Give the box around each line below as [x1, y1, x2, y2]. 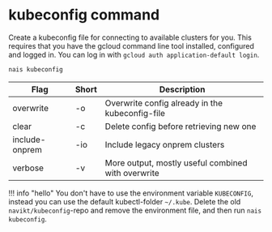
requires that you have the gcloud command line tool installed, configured [8, 41, 255, 50]
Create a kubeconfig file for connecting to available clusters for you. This [8, 32, 253, 42]
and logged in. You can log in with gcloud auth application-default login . [8, 49, 260, 59]
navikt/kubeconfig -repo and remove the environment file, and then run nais [8, 205, 261, 215]
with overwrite [104, 167, 159, 178]
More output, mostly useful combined [104, 157, 248, 168]
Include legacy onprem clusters [104, 139, 225, 150]
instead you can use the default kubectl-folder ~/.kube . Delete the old [8, 196, 241, 206]
